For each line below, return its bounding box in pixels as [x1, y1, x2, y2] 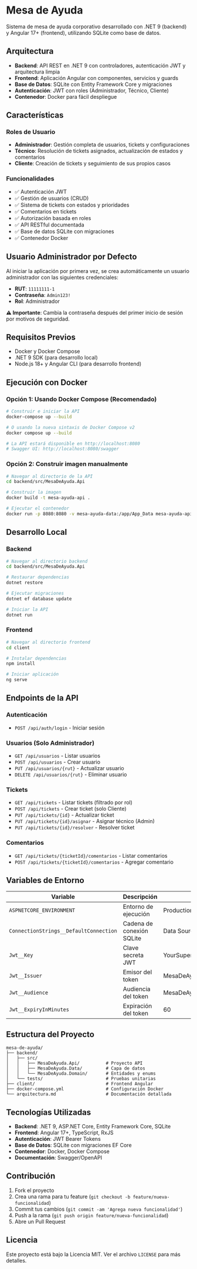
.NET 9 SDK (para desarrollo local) [14, 354, 98, 361]
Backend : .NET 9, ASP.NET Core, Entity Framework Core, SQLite [14, 1123, 171, 1130]
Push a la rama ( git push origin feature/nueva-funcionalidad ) [14, 1211, 169, 1218]
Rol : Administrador [14, 298, 60, 305]
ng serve [6, 677, 28, 683]
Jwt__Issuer [9, 972, 43, 980]
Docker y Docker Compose [14, 348, 80, 355]
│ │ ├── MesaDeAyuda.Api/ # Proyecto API [6, 1060, 143, 1067]
